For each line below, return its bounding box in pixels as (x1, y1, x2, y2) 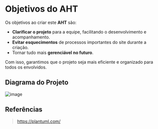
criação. (12, 44, 29, 50)
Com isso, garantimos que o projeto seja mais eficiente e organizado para (5, 59, 154, 65)
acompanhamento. (12, 34, 50, 40)
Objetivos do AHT (5, 3, 79, 15)
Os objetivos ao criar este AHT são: (5, 19, 77, 25)
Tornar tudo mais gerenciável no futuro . (12, 50, 94, 55)
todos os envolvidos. (5, 64, 47, 70)
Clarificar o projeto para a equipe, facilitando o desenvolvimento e (12, 29, 147, 35)
